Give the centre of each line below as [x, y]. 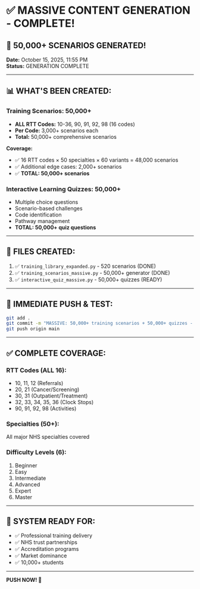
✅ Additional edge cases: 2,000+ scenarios [68, 166]
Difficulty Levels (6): [36, 452]
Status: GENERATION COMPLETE [48, 66]
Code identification [38, 215]
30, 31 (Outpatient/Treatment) [51, 396]
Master [24, 497]
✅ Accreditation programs [47, 549]
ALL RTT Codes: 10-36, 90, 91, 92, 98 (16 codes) [75, 124]
